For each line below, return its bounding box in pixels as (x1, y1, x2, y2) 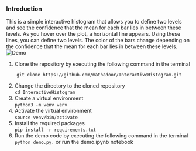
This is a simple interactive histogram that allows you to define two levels (6, 18, 183, 25)
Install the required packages (14, 120, 85, 127)
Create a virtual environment (14, 95, 84, 102)
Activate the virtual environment (14, 108, 92, 115)
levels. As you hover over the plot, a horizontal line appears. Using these (6, 31, 181, 38)
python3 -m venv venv (14, 102, 67, 108)
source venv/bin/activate (14, 115, 78, 120)
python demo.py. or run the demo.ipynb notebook (14, 139, 133, 146)
